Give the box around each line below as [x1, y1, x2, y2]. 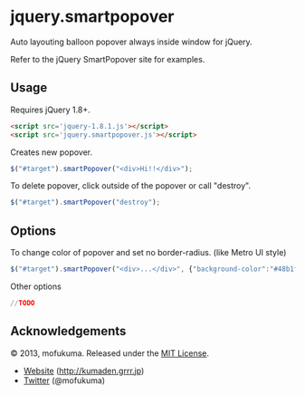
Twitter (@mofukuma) [23, 374, 106, 386]
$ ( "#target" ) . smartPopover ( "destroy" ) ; [10, 197, 161, 207]
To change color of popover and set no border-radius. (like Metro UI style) [10, 247, 287, 258]
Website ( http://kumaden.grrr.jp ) [23, 365, 145, 376]
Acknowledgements [10, 323, 127, 339]
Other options [10, 281, 62, 292]
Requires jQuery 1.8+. [10, 104, 91, 115]
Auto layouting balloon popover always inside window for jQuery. [10, 36, 253, 47]
